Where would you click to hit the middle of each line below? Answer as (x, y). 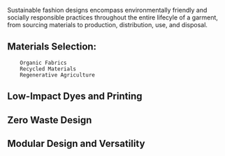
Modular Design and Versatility (76, 143)
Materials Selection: (52, 47)
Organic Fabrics (44, 63)
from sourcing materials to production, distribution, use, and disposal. (108, 25)
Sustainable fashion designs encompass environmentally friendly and (107, 10)
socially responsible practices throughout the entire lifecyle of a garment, (113, 17)
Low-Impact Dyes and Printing (75, 96)
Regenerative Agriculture (58, 75)
